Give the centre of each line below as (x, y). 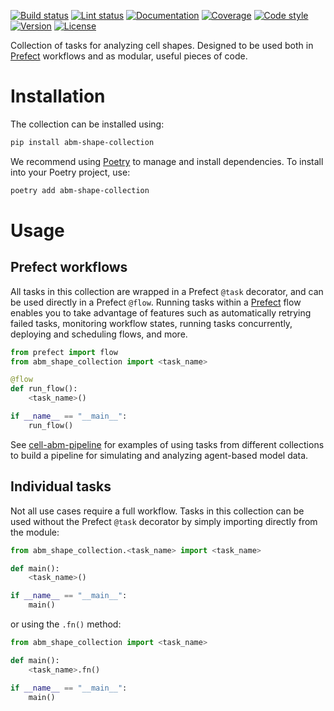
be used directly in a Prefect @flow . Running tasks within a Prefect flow (156, 302)
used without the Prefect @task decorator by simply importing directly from (164, 521)
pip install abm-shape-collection (82, 142)
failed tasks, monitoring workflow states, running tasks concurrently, (151, 323)
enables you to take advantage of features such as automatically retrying (161, 312)
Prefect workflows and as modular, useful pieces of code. (129, 56)
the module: (35, 532)
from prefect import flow (64, 352)
